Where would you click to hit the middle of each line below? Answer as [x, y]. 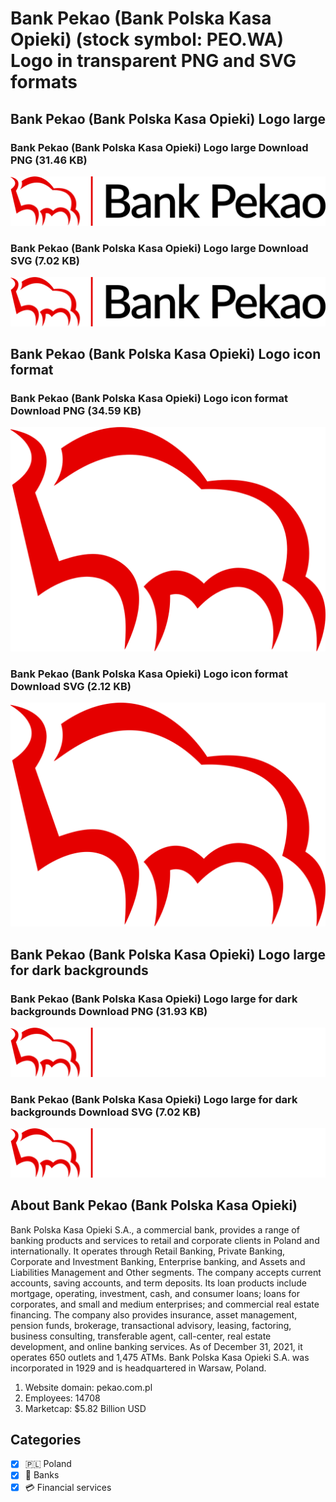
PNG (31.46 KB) [49, 160]
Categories [46, 1439]
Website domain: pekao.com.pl [88, 1387]
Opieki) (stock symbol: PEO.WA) [147, 39]
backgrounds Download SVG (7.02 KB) [106, 1112]
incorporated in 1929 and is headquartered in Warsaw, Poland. [138, 1368]
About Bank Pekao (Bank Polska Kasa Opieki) [154, 1205]
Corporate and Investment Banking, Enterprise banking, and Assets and [158, 1261]
